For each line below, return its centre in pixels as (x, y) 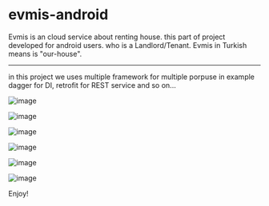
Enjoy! (19, 193)
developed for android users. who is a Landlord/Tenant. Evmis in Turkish (128, 45)
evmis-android (58, 15)
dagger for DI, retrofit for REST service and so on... (92, 85)
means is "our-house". (45, 53)
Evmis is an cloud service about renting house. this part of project (117, 37)
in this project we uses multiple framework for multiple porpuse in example (131, 77)
